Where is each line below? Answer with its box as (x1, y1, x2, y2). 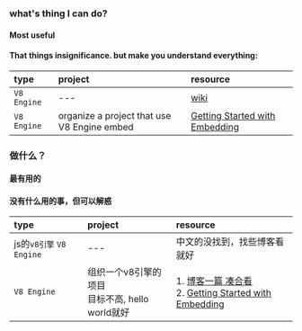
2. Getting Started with (175, 287, 271, 300)
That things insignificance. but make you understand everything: (9, 50, 258, 61)
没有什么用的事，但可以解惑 (9, 195, 112, 206)
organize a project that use (58, 109, 172, 121)
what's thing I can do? (9, 7, 108, 20)
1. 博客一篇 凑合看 (175, 275, 253, 288)
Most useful (9, 30, 56, 40)
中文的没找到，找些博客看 (175, 236, 285, 248)
